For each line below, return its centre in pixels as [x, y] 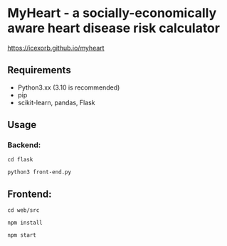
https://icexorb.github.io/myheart [56, 48]
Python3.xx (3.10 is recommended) [69, 87]
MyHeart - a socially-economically [112, 13]
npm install [25, 223]
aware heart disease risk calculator [114, 28]
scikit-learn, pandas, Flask [56, 102]
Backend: [24, 145]
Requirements [39, 70]
